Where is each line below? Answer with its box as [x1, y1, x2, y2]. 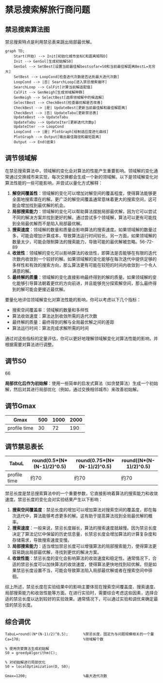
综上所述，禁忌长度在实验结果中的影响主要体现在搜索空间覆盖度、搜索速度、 [5, 584, 158, 590]
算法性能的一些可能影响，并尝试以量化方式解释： [5, 180, 103, 186]
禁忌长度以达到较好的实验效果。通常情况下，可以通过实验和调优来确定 [13, 596, 154, 602]
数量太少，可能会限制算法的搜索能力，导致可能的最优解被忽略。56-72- [12, 239, 154, 244]
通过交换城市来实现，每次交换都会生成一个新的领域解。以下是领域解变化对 [9, 174, 158, 179]
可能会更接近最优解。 [25, 286, 68, 292]
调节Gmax [5, 402, 36, 410]
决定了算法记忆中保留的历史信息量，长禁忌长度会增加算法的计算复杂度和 [12, 531, 157, 537]
